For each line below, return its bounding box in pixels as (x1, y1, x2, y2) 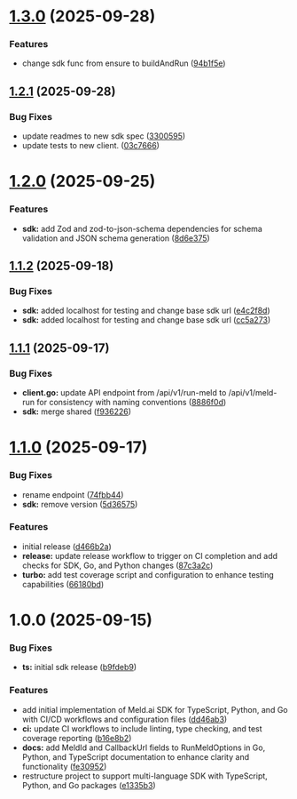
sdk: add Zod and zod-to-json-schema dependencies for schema (21, 223, 263, 234)
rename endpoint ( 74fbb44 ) (21, 489, 124, 499)
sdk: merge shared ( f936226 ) (21, 406, 131, 417)
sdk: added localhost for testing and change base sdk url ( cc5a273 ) (21, 315, 271, 325)
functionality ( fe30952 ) (21, 761, 107, 771)
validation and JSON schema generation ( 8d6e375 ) (21, 233, 210, 244)
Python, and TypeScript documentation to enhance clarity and (21, 751, 250, 762)
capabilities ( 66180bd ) (21, 579, 105, 589)
